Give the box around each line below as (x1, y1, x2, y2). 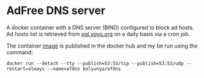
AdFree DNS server (6, 4, 105, 18)
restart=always (6, 65, 45, 72)
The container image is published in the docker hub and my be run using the (6, 42, 198, 49)
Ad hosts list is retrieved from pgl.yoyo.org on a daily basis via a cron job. (6, 30, 191, 37)
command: (6, 48, 33, 55)
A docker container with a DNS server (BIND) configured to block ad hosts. (6, 24, 195, 31)
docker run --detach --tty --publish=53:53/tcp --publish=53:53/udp (6, 60, 184, 66)
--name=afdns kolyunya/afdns (47, 65, 121, 72)
